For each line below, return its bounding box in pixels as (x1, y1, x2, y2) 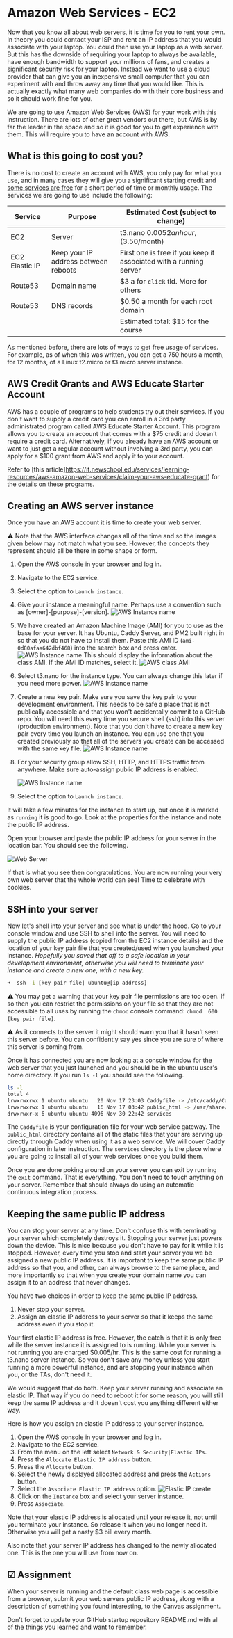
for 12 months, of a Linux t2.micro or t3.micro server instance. (7, 358, 184, 366)
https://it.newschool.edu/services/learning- (65, 465, 189, 474)
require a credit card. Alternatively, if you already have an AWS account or (7, 437, 219, 445)
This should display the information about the (83, 651, 213, 659)
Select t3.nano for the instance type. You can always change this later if (17, 672, 223, 680)
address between (51, 256, 109, 266)
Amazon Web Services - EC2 (7, 5, 177, 21)
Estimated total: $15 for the (120, 316, 209, 326)
